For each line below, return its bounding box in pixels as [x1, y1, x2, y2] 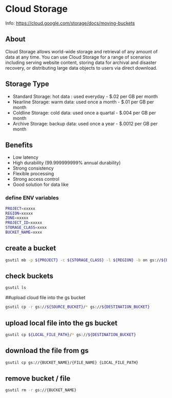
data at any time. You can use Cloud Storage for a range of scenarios [5, 54, 151, 60]
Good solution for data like [12, 181, 69, 187]
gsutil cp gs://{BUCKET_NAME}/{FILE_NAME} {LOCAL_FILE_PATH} [5, 360, 139, 365]
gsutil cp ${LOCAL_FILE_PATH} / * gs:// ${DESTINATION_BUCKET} [5, 332, 137, 337]
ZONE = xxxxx [5, 216, 29, 221]
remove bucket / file [5, 374, 71, 383]
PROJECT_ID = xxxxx [5, 220, 42, 225]
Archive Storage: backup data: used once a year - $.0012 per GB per [12, 120, 158, 127]
